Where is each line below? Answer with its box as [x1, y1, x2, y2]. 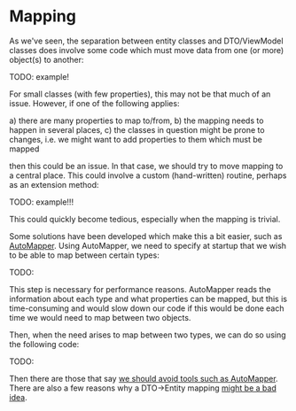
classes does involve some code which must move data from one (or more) [9, 44, 284, 55]
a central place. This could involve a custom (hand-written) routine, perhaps [9, 170, 287, 181]
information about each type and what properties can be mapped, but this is [9, 293, 288, 304]
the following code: [9, 338, 80, 349]
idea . [9, 392, 28, 402]
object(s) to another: [9, 54, 84, 65]
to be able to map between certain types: [9, 250, 160, 260]
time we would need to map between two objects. [9, 312, 191, 322]
